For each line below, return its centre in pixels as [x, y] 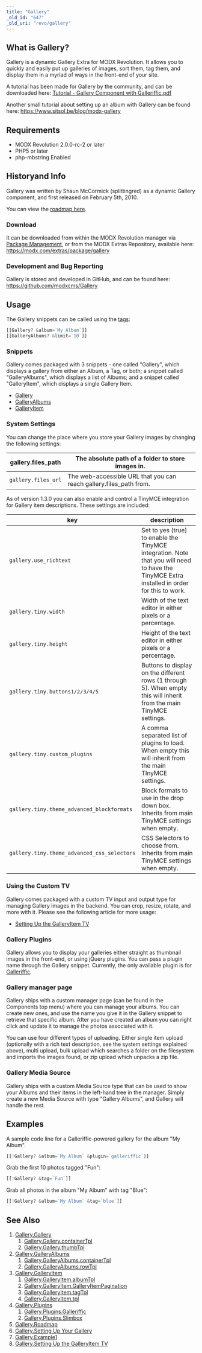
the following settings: [34, 444]
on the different [163, 672]
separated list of [164, 735]
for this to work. [163, 590]
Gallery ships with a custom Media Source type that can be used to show [97, 1086]
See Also [23, 1220]
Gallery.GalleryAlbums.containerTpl [67, 1260]
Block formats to [164, 790]
